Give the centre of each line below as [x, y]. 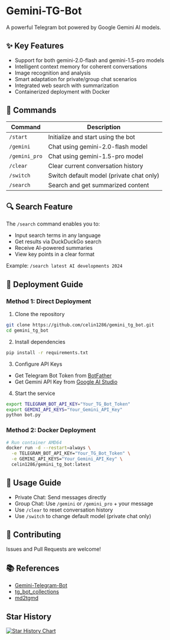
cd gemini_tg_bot [27, 330]
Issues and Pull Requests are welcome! [54, 549]
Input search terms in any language [58, 236]
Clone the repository [40, 314]
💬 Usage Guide [34, 483]
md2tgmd [27, 598]
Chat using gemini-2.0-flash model [98, 146]
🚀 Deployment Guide [45, 284]
